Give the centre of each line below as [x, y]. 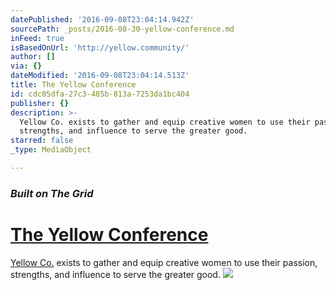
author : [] [33, 57]
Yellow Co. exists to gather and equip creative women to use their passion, [164, 262]
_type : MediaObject [51, 150]
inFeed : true [37, 38]
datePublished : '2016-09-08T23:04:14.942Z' [102, 19]
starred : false [42, 141]
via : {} [26, 66]
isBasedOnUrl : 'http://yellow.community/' [100, 47]
